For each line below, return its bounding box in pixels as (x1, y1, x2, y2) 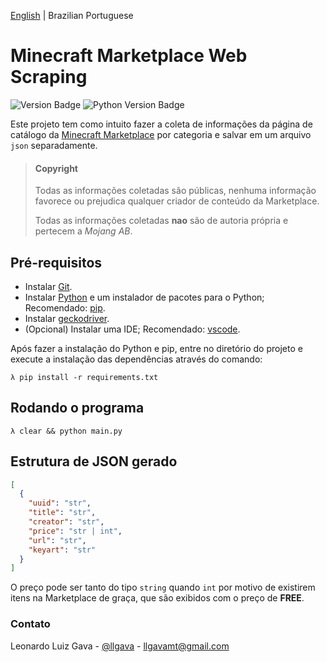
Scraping (10, 66, 88, 89)
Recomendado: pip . (24, 301, 106, 314)
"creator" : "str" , (28, 517, 105, 527)
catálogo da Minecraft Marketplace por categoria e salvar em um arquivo (10, 128, 312, 140)
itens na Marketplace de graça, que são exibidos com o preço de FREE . (10, 592, 305, 604)
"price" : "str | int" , (28, 526, 123, 536)
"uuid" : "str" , (28, 498, 92, 509)
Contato (10, 617, 51, 631)
